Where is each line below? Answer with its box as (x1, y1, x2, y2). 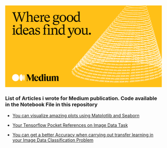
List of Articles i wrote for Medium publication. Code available (5, 95, 158, 102)
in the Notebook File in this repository (5, 101, 98, 108)
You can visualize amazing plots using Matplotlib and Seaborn (12, 112, 140, 118)
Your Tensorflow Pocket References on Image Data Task (12, 122, 128, 128)
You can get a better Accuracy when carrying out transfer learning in (12, 132, 154, 138)
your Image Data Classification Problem (12, 137, 93, 143)
